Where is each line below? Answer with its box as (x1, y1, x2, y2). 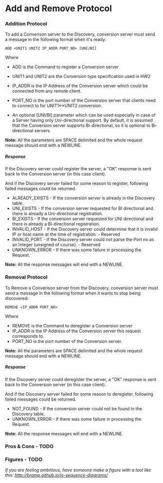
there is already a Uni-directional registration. (12, 211, 103, 217)
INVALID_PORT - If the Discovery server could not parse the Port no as (12, 237, 154, 242)
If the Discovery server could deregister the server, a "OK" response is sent (5, 376, 157, 382)
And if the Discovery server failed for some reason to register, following (5, 181, 148, 186)
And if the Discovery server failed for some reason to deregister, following (5, 391, 153, 397)
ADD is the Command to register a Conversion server (12, 64, 119, 70)
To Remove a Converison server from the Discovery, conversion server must (5, 285, 158, 291)
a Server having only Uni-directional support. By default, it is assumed (12, 118, 153, 123)
